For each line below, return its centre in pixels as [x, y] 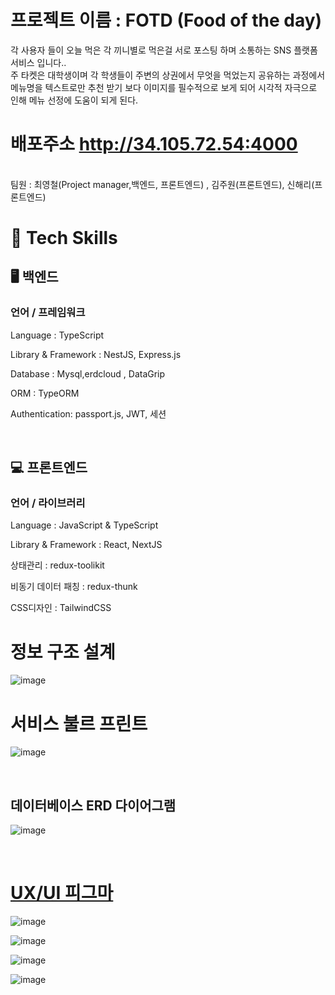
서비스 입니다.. [38, 62]
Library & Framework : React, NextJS [86, 545]
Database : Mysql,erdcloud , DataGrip [88, 373]
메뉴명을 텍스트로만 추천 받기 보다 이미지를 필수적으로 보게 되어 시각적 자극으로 [164, 87]
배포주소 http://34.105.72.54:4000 [154, 144]
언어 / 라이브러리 [48, 503]
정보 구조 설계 [63, 652]
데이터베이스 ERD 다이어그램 [93, 805]
